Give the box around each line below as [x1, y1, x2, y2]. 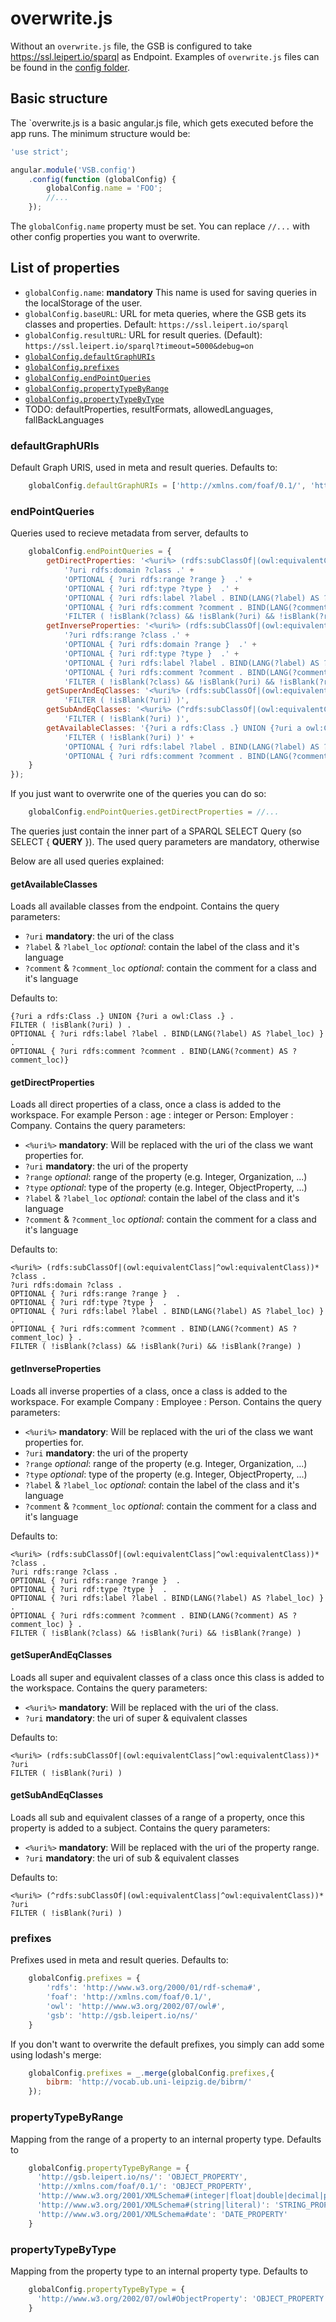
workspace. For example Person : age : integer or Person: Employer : [10, 1109, 294, 1121]
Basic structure [10, 90, 108, 107]
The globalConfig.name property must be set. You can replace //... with [10, 220, 310, 232]
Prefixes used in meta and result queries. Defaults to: [10, 1954, 229, 1966]
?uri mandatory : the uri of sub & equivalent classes [24, 1852, 240, 1864]
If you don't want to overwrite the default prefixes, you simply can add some [10, 2038, 325, 2050]
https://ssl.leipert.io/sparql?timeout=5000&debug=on [24, 341, 254, 351]
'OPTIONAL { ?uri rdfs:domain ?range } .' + [63, 640, 257, 650]
